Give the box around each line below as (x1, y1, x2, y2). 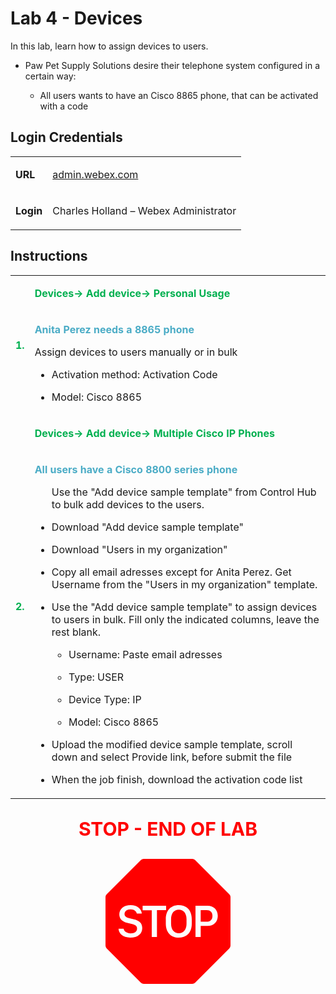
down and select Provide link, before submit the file (51, 750, 293, 764)
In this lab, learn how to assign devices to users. (10, 40, 209, 52)
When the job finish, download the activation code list (51, 772, 303, 786)
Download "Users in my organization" (51, 542, 228, 556)
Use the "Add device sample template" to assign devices (51, 600, 318, 614)
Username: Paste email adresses (68, 647, 223, 661)
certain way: (24, 70, 77, 82)
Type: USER (68, 670, 125, 684)
